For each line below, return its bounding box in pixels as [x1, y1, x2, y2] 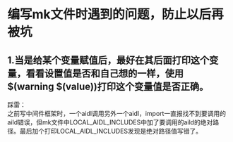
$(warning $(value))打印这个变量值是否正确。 [7, 80, 209, 92]
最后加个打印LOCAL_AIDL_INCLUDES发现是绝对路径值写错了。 [19, 127, 203, 135]
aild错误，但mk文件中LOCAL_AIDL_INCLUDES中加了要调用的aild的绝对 [7, 118, 213, 127]
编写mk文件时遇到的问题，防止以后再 [7, 6, 224, 22]
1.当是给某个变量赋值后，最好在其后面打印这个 [7, 54, 210, 66]
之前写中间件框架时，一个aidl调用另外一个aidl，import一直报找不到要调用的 [7, 110, 227, 117]
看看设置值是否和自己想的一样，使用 [25, 67, 184, 79]
